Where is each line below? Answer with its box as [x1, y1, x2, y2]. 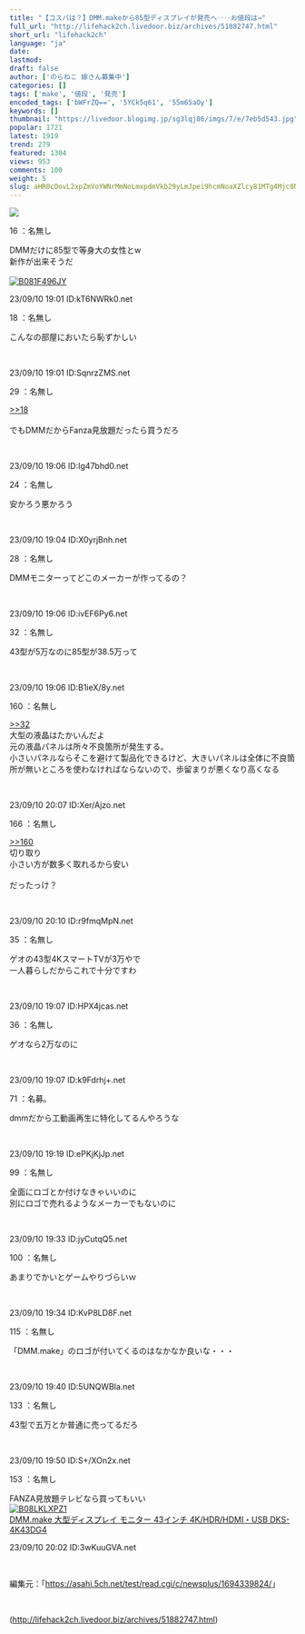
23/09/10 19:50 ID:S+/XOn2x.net [9, 1455, 132, 1466]
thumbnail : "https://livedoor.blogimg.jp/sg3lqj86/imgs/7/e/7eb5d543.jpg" [9, 115, 299, 124]
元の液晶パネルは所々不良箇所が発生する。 [9, 742, 169, 752]
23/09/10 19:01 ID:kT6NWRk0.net [9, 294, 133, 304]
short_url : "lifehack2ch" [9, 30, 107, 39]
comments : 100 [9, 165, 64, 174]
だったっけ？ [9, 880, 57, 891]
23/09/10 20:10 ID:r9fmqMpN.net [9, 915, 133, 927]
